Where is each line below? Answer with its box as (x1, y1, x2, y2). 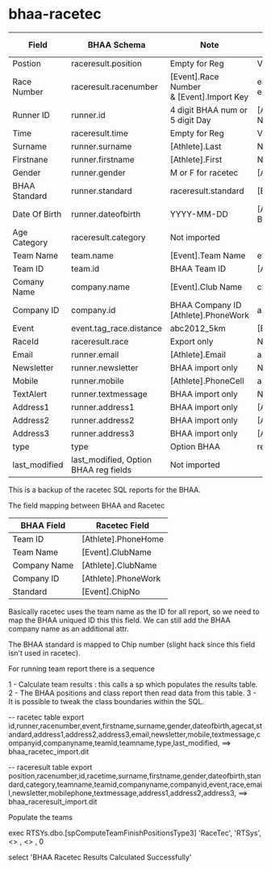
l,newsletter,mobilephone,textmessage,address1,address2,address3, (8, 788, 236, 797)
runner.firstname (71, 154, 135, 165)
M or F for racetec (169, 167, 239, 178)
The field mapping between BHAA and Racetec (8, 500, 165, 510)
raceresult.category (71, 231, 147, 243)
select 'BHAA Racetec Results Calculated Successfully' (8, 852, 192, 862)
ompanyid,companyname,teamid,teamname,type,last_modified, (8, 737, 220, 748)
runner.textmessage (71, 388, 148, 399)
